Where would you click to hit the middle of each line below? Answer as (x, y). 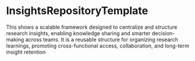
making (15, 39)
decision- (163, 33)
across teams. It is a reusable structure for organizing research (102, 39)
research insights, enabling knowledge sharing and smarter (78, 33)
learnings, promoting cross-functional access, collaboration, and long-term (98, 46)
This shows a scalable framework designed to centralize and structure (92, 27)
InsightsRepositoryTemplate (77, 11)
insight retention (26, 52)
